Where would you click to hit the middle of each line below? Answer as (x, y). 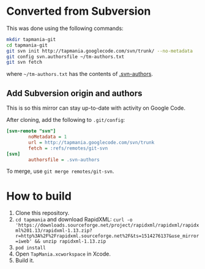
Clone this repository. (42, 213)
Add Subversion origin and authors (74, 93)
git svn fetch (24, 63)
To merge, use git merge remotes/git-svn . (60, 171)
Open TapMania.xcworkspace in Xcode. (63, 254)
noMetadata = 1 (48, 137)
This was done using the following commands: (65, 28)
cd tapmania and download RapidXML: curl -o (74, 219)
